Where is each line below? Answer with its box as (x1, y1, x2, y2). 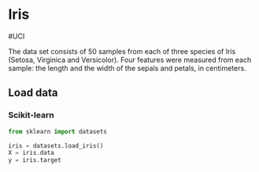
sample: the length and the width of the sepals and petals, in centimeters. (8, 63, 246, 72)
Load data (8, 86, 58, 100)
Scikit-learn (8, 110, 54, 121)
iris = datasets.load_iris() (8, 141, 104, 150)
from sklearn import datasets (8, 127, 108, 135)
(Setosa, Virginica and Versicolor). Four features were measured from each (8, 55, 252, 64)
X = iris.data (8, 149, 55, 157)
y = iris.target (8, 156, 61, 164)
